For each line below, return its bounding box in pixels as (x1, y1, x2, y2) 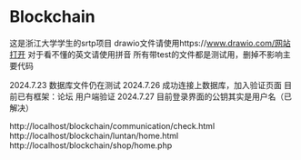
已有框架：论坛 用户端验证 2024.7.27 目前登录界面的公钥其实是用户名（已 (16, 91, 293, 102)
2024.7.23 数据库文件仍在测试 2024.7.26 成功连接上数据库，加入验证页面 (9, 79, 282, 90)
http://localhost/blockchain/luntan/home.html (9, 130, 179, 141)
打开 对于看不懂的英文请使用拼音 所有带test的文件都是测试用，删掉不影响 (9, 48, 284, 60)
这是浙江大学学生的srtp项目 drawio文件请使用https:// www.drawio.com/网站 (9, 37, 291, 48)
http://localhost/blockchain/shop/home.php (9, 139, 173, 151)
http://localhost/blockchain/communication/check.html (9, 120, 216, 131)
